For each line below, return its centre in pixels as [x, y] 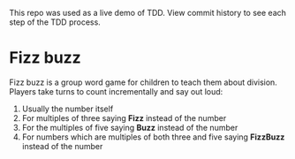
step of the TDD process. [55, 22]
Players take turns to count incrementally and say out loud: [116, 91]
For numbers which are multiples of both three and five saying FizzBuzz [153, 137]
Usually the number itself [68, 109]
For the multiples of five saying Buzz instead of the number [130, 127]
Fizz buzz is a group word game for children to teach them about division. [144, 82]
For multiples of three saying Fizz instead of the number [124, 117]
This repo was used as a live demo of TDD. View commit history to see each [148, 13]
